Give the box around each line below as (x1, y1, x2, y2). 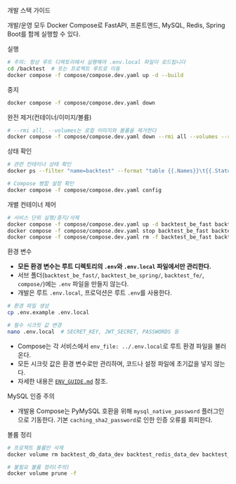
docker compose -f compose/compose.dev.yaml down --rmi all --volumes (7, 133, 218, 140)
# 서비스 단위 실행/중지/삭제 (7, 214, 79, 221)
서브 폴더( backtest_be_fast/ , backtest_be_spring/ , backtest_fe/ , (17, 271, 205, 279)
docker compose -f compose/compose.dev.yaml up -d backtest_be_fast (7, 220, 212, 228)
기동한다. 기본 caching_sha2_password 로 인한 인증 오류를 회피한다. (30, 415, 213, 424)
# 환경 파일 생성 (7, 302, 49, 310)
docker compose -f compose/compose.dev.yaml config (7, 187, 162, 194)
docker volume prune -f (7, 470, 77, 477)
